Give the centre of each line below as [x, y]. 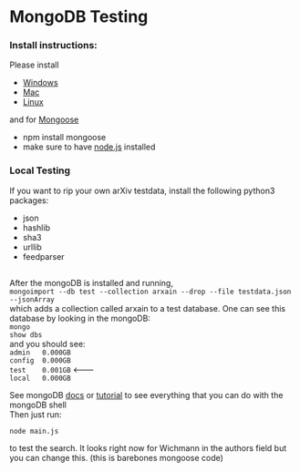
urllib [32, 247]
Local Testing [40, 170]
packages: [29, 200]
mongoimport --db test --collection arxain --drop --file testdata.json [150, 292]
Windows [40, 83]
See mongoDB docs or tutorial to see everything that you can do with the [146, 395]
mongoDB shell [38, 405]
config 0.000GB [40, 361]
